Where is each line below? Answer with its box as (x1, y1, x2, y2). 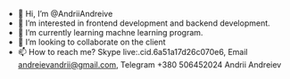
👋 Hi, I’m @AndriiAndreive (17, 9, 113, 19)
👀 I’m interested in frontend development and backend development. (17, 18, 270, 28)
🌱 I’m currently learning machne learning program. (17, 28, 203, 37)
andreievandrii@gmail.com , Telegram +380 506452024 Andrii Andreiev (17, 59, 282, 70)
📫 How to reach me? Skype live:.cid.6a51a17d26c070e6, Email (17, 47, 248, 57)
